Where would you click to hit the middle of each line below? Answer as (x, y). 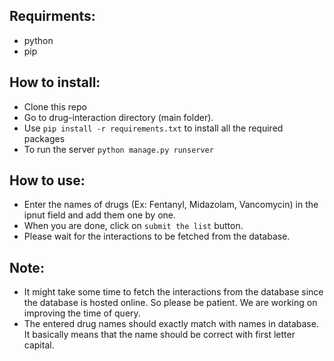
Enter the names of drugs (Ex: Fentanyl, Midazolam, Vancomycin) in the (171, 205)
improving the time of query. (82, 313)
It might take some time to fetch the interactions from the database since (173, 292)
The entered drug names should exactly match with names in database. (171, 324)
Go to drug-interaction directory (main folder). (118, 117)
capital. (39, 345)
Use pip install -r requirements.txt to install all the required (153, 128)
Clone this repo (55, 106)
